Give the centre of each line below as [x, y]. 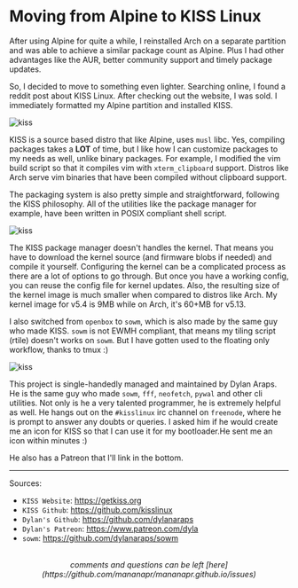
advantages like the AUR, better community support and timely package [141, 59]
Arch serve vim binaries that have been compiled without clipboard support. [148, 177]
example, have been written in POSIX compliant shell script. [118, 213]
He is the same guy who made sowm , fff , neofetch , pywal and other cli [136, 393]
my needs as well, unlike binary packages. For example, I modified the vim [145, 158]
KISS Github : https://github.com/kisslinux [97, 510]
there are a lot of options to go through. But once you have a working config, [149, 276]
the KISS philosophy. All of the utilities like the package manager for [133, 204]
